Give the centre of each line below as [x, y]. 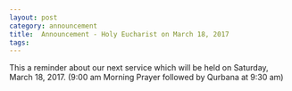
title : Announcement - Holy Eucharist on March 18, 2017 [119, 34]
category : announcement [54, 26]
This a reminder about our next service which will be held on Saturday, [139, 68]
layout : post [33, 17]
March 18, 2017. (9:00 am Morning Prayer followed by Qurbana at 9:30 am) [146, 78]
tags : [19, 42]
